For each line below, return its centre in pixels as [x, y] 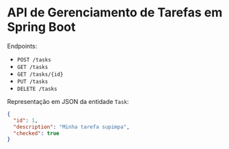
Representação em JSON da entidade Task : [68, 101]
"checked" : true [36, 133]
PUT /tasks [32, 81]
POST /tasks [34, 59]
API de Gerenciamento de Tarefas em [115, 13]
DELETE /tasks [37, 89]
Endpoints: [22, 46]
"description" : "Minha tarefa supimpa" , [71, 127]
